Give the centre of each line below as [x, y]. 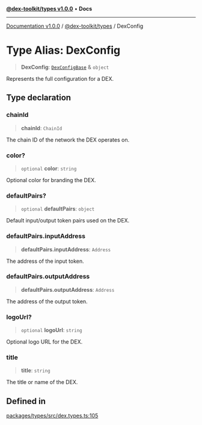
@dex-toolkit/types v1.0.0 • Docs [49, 9]
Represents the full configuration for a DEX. [60, 78]
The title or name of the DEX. [42, 382]
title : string [35, 371]
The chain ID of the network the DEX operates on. [68, 140]
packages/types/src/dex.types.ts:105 [52, 416]
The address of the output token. [47, 301]
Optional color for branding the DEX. [51, 180]
